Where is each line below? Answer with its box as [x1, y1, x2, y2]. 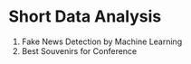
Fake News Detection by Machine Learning [21, 36, 183, 47]
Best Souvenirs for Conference [21, 45, 138, 56]
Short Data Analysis [8, 6, 162, 27]
